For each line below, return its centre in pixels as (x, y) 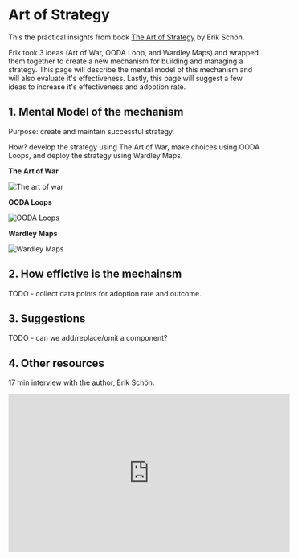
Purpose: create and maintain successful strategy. (92, 131)
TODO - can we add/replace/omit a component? (88, 338)
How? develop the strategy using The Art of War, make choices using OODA (134, 147)
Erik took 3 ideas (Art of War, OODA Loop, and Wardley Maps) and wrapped (134, 52)
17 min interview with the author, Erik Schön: (82, 382)
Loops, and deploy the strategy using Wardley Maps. (96, 155)
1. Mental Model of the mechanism (96, 112)
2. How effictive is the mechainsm (95, 274)
